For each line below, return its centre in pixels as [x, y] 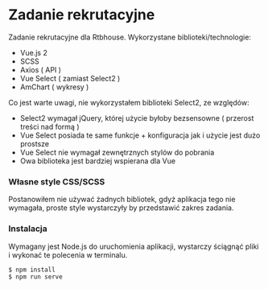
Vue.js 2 [34, 52]
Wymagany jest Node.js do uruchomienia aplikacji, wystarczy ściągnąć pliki [134, 246]
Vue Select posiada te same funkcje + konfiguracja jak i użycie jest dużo [140, 135]
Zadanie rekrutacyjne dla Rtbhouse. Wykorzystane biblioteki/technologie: [130, 37]
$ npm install [32, 270]
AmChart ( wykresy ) [54, 87]
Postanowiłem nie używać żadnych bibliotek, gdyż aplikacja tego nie [122, 200]
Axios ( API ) [41, 69]
